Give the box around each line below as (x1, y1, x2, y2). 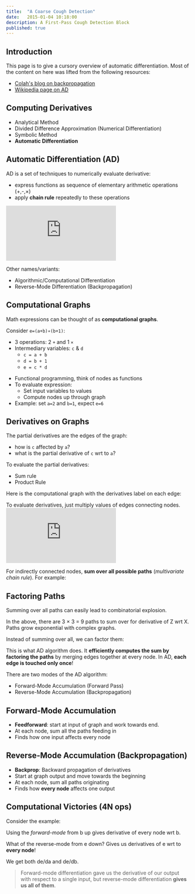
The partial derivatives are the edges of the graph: (6, 432, 128, 439)
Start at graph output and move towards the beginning (14, 772, 146, 780)
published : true (6, 25, 46, 31)
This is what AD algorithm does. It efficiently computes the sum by (6, 647, 170, 655)
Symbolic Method (14, 131, 57, 138)
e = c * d (23, 365, 48, 370)
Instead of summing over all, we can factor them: (6, 636, 124, 643)
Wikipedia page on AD (14, 86, 69, 93)
